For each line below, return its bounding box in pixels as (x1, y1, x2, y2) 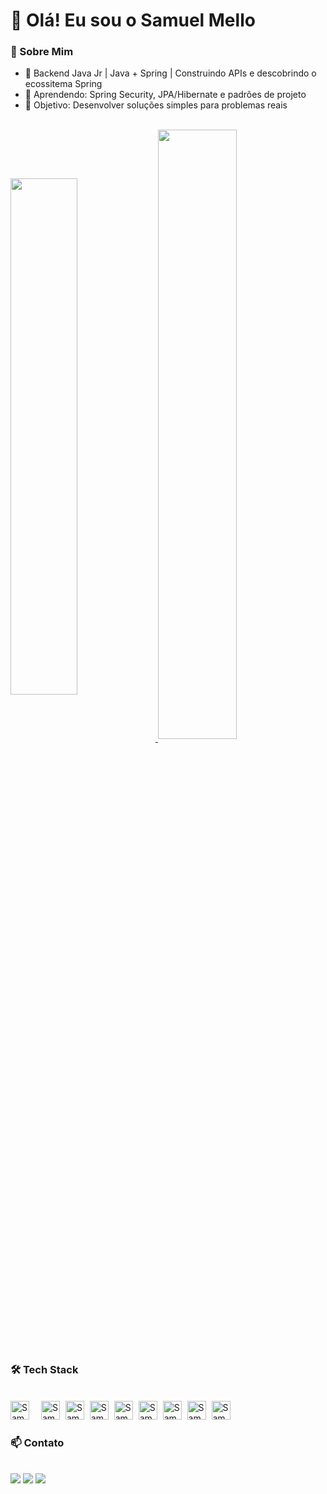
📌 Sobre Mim (10, 45, 74, 59)
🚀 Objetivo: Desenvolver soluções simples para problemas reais (24, 99, 288, 111)
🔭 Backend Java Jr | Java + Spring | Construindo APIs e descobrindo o (24, 67, 317, 79)
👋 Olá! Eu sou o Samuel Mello (10, 9, 256, 32)
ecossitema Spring (24, 78, 103, 90)
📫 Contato (10, 1435, 65, 1449)
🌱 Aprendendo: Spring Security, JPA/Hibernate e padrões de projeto (24, 89, 307, 101)
